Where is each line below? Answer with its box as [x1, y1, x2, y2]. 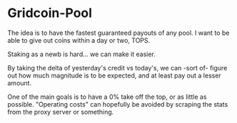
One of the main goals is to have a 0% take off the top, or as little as [7, 92, 207, 101]
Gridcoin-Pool [7, 5, 93, 21]
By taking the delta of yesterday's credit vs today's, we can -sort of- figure [7, 63, 228, 72]
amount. [7, 78, 32, 87]
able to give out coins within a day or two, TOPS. [7, 36, 151, 44]
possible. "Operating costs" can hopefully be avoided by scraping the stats [7, 100, 228, 108]
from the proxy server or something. [7, 107, 114, 116]
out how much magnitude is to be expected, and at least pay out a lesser [7, 71, 221, 80]
